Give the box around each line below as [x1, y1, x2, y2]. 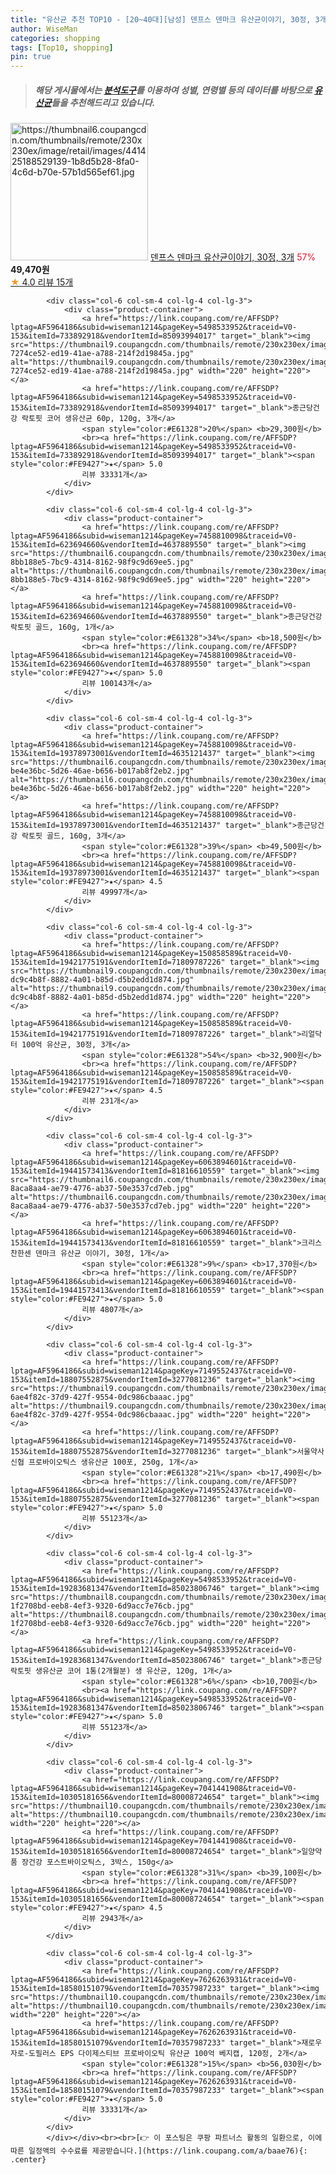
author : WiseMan [10, 24, 78, 34]
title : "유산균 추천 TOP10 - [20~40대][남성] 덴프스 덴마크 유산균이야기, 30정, [10, 14, 312, 25]
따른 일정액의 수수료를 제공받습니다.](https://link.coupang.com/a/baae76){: [10, 2146, 308, 2156]
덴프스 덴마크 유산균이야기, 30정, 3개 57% [149, 251, 317, 263]
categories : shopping [10, 33, 101, 43]
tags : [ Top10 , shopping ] [10, 42, 114, 53]
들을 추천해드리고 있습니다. [51, 96, 156, 108]
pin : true [10, 52, 52, 62]
